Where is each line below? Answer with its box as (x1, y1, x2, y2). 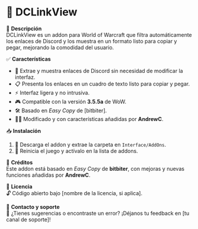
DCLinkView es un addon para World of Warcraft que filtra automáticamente (6, 31, 193, 38)
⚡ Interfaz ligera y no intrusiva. (14, 89, 90, 96)
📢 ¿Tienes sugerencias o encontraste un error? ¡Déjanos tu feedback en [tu (6, 209, 190, 217)
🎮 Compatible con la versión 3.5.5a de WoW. (14, 98, 126, 105)
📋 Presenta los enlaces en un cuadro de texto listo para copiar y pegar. (14, 80, 190, 87)
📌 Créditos (6, 158, 33, 166)
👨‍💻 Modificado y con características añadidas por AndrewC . (14, 115, 164, 122)
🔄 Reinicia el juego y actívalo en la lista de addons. (14, 147, 138, 154)
